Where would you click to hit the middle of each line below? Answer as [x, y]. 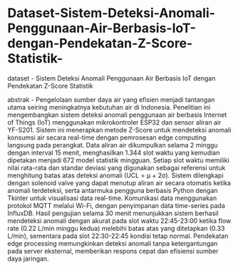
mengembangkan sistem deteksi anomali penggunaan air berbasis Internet [117, 115]
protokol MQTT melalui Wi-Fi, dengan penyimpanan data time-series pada [117, 205]
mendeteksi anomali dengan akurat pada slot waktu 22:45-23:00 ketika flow [119, 220]
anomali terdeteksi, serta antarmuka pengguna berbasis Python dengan [113, 190]
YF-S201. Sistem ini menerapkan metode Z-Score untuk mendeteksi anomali [119, 130]
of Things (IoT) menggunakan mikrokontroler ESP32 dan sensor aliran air [114, 122]
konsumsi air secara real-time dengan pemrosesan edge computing [107, 137]
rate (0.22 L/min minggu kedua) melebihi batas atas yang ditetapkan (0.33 [116, 228]
